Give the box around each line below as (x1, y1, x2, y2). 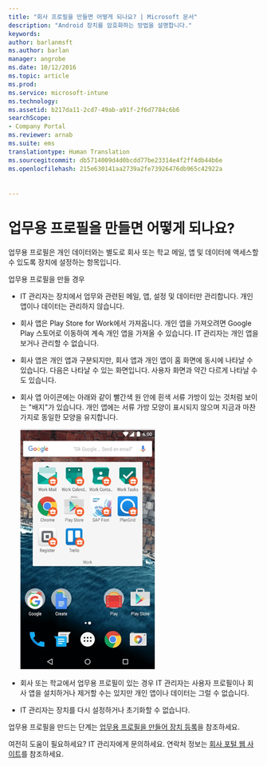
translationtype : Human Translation (8, 148, 130, 156)
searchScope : (8, 114, 52, 122)
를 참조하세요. (21, 749, 65, 759)
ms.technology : (8, 97, 59, 106)
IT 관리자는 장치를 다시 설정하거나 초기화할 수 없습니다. (19, 705, 190, 715)
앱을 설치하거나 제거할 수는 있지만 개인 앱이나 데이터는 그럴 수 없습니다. (28, 688, 249, 698)
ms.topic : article (8, 72, 69, 80)
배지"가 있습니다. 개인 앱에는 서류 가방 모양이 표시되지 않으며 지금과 (31, 402, 241, 412)
